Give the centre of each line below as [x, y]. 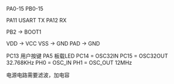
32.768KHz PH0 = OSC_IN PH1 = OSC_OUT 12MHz [69, 63]
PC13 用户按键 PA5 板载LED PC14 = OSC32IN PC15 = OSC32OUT [87, 56]
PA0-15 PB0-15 [25, 9]
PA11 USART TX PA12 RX [36, 20]
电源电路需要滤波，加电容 [38, 75]
